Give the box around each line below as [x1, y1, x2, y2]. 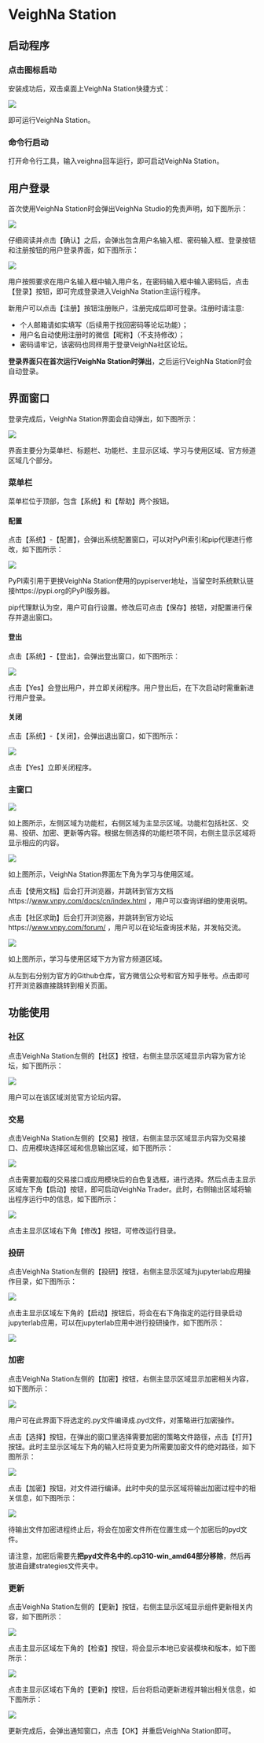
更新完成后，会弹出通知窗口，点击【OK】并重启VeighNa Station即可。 [8, 1726, 236, 1735]
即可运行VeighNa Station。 [8, 115, 95, 124]
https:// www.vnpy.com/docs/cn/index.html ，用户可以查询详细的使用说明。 [8, 896, 252, 905]
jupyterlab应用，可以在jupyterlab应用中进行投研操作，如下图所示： [8, 1318, 225, 1328]
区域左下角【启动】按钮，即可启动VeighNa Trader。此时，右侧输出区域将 [8, 1184, 245, 1194]
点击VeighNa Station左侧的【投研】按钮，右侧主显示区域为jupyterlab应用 [8, 1266, 244, 1277]
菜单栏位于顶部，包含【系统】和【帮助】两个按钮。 [8, 496, 174, 506]
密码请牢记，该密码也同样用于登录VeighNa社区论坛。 [19, 339, 192, 349]
